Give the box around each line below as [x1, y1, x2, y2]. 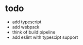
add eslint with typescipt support [12, 34, 79, 40]
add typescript [12, 19, 42, 25]
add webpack [12, 24, 40, 30]
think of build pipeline [12, 29, 56, 35]
